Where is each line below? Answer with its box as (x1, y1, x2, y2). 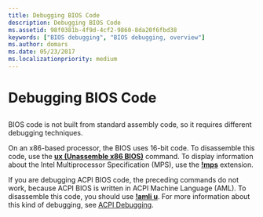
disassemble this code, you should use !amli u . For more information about (8, 192, 250, 201)
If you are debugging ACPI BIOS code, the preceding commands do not (8, 175, 239, 185)
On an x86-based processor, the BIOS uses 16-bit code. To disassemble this (8, 143, 255, 153)
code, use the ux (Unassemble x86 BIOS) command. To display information (8, 152, 254, 161)
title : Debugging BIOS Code (8, 11, 100, 20)
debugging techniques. (8, 128, 83, 138)
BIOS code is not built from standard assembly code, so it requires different (8, 120, 253, 129)
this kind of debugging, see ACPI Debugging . (8, 201, 155, 210)
